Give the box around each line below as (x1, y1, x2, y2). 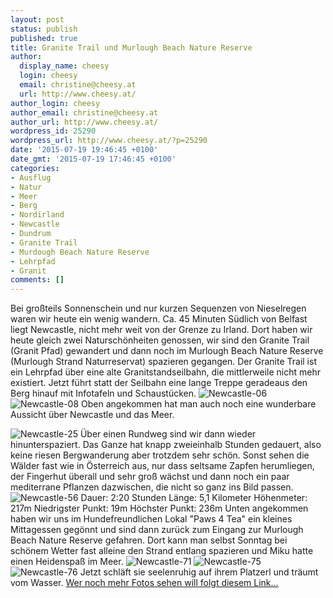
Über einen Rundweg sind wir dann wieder (79, 428, 257, 440)
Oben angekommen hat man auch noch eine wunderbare (81, 398, 317, 410)
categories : (10, 163, 60, 173)
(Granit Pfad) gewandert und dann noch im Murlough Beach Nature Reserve (10, 345, 324, 357)
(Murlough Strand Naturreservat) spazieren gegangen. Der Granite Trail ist (10, 356, 317, 368)
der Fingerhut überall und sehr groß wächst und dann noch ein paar (10, 471, 290, 483)
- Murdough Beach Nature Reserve (10, 247, 150, 257)
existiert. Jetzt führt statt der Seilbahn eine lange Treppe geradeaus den (10, 377, 308, 389)
